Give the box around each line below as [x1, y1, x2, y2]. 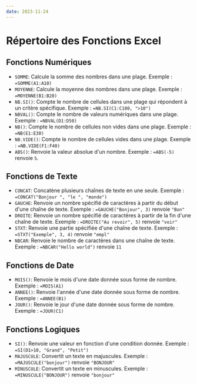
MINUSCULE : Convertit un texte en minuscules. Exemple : [14, 365, 148, 372]
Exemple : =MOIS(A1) [14, 282, 64, 289]
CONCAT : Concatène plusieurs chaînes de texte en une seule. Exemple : [14, 187, 184, 194]
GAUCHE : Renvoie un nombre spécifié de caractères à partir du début [14, 200, 178, 207]
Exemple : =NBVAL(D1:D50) [14, 117, 78, 124]
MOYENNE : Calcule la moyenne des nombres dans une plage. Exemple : [14, 85, 182, 92]
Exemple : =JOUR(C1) [14, 307, 64, 315]
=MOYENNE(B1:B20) [14, 92, 58, 99]
